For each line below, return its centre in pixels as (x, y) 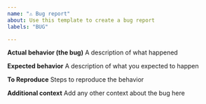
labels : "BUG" (28, 27)
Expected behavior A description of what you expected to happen (103, 66)
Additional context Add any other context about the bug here (96, 93)
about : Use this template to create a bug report (81, 20)
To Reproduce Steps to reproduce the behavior (76, 80)
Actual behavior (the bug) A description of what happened (93, 52)
